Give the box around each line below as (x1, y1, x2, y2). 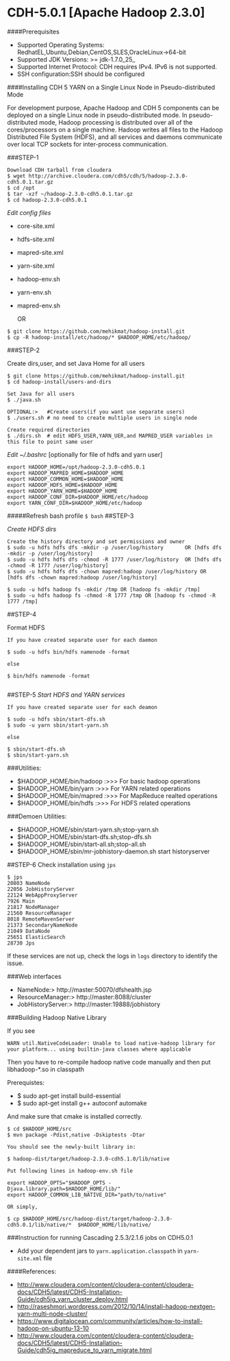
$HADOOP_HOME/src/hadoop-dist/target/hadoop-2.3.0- (22, 1215, 173, 1222)
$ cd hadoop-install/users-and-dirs (7, 378, 112, 385)
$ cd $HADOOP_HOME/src (7, 1125, 72, 1132)
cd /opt (13, 184, 36, 191)
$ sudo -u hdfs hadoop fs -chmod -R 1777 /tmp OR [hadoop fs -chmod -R (7, 592, 216, 599)
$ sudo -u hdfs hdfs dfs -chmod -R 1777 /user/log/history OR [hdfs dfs (7, 556, 222, 563)
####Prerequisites (7, 27, 60, 36)
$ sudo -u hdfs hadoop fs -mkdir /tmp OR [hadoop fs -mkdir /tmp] (7, 586, 201, 593)
